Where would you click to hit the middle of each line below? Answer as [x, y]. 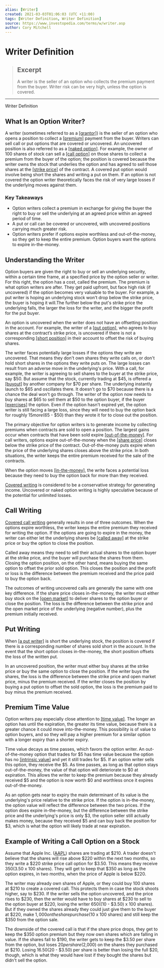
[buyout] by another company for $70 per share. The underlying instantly [79, 384]
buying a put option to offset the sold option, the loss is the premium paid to [81, 687]
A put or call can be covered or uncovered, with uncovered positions [81, 224]
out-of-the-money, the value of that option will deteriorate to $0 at [72, 770]
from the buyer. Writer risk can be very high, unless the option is [82, 87]
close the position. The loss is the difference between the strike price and [79, 603]
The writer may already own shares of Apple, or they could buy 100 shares [80, 884]
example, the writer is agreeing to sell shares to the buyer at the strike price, [82, 373]
